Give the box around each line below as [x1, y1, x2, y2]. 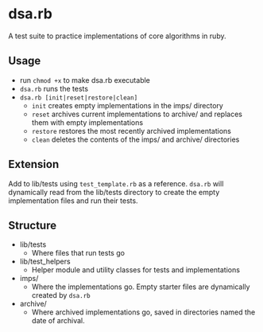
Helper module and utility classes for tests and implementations [31, 265, 241, 275]
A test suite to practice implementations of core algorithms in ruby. [8, 31, 226, 41]
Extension [8, 158, 60, 171]
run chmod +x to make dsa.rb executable [19, 75, 151, 84]
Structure [8, 218, 57, 232]
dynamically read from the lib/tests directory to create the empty [8, 187, 220, 197]
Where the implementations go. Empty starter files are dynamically [31, 282, 250, 291]
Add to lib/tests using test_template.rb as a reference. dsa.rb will [8, 178, 224, 188]
